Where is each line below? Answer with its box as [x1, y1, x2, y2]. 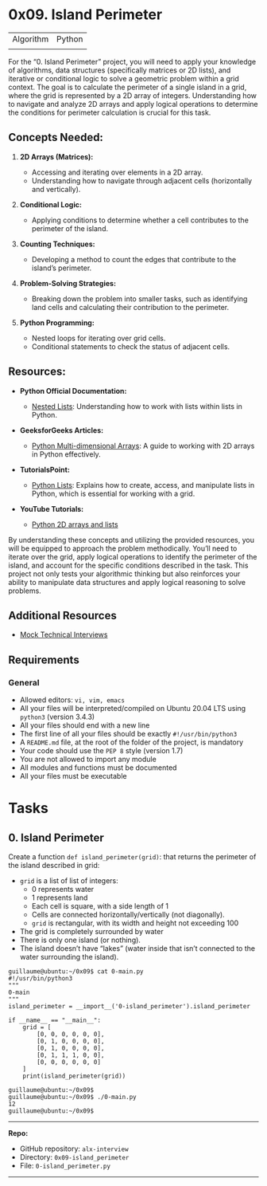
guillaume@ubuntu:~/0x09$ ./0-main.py [8, 1094, 137, 1102]
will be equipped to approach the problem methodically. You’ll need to [8, 544, 238, 553]
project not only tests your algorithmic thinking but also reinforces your [8, 568, 241, 579]
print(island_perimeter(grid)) [22, 1072, 126, 1081]
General [8, 677, 40, 688]
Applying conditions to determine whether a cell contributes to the [31, 215, 249, 225]
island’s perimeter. [31, 263, 92, 273]
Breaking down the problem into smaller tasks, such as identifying [31, 293, 248, 304]
